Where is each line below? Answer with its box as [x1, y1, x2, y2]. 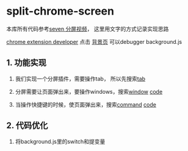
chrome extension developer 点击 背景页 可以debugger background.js [6, 38, 182, 45]
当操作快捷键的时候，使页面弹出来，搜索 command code [15, 100, 157, 108]
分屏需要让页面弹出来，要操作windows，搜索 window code [15, 88, 163, 95]
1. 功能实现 [6, 58, 47, 68]
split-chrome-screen [6, 4, 115, 18]
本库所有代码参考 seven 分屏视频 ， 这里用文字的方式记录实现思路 [6, 25, 169, 32]
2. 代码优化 [6, 121, 48, 131]
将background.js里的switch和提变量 [15, 138, 106, 145]
